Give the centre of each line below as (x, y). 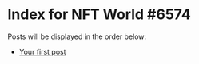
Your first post (42, 51)
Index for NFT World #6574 (99, 15)
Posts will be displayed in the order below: (77, 36)
